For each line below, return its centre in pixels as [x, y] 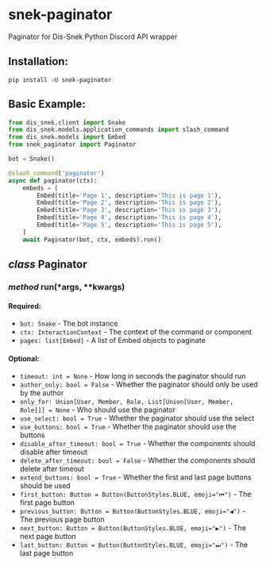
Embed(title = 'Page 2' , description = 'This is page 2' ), [129, 203]
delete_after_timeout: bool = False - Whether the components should [137, 460]
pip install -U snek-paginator [60, 80]
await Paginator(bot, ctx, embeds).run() [92, 240]
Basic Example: [47, 104]
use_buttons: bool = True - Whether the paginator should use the [128, 427]
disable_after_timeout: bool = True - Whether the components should [137, 444]
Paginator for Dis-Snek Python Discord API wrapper [93, 37]
